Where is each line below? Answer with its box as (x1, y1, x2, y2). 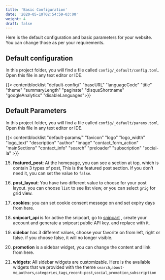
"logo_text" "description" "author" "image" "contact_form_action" (5, 140, 139, 145)
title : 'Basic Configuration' (5, 7, 68, 12)
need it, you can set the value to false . (12, 170, 92, 176)
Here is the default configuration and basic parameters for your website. (5, 35, 152, 40)
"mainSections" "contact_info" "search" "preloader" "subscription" (5, 145, 142, 151)
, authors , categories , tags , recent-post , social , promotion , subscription (17, 269, 157, 275)
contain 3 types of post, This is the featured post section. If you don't (12, 165, 154, 171)
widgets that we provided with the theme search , (12, 264, 112, 270)
